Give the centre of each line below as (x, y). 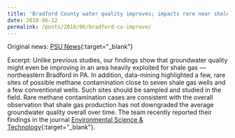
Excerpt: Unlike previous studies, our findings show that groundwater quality (117, 60)
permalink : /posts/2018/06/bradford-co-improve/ (79, 27)
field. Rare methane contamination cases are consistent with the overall (110, 97)
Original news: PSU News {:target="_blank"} (70, 47)
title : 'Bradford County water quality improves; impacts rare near (109, 14)
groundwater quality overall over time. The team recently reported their (109, 112)
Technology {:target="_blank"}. (51, 127)
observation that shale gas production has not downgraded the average (111, 105)
